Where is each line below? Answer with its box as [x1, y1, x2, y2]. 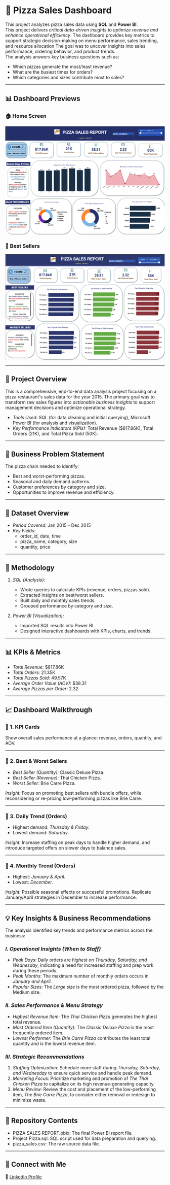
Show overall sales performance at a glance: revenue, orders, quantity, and [5, 735, 162, 741]
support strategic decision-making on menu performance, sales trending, [5, 38, 158, 44]
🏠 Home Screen [5, 113, 47, 120]
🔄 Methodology [5, 563, 55, 572]
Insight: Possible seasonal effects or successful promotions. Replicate [5, 889, 151, 895]
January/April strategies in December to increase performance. [5, 894, 137, 900]
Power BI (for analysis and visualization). [12, 420, 98, 426]
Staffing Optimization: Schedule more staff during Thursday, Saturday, [12, 1065, 160, 1071]
